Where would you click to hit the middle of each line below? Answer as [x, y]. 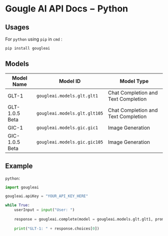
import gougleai [22, 187]
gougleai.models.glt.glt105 [70, 113]
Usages [17, 27]
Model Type [134, 81]
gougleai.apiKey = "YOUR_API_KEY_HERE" [47, 196]
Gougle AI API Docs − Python [67, 9]
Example [19, 166]
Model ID [70, 81]
